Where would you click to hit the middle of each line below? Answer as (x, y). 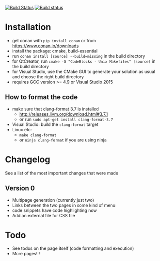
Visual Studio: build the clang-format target (55, 124)
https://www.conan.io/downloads (45, 46)
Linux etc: (22, 129)
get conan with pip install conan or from (54, 40)
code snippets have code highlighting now (54, 210)
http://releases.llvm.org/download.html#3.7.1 (64, 114)
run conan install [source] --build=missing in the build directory (79, 56)
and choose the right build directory (48, 77)
